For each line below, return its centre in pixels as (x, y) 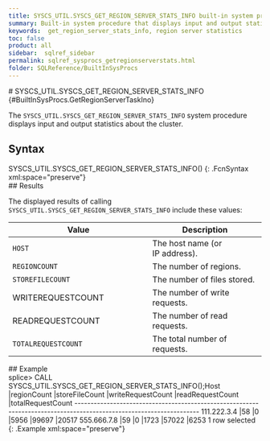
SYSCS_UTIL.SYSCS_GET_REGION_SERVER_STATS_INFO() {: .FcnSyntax (129, 168)
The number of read (190, 315)
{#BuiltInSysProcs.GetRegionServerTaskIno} (82, 99)
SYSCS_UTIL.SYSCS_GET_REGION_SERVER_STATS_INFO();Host (115, 385)
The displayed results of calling (60, 201)
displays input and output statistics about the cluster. (96, 124)
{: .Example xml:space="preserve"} (67, 428)
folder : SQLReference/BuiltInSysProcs (73, 68)
